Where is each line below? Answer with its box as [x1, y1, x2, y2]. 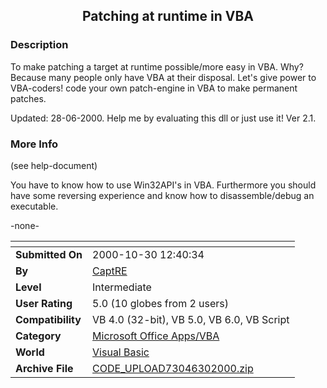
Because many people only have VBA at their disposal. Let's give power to [10, 71, 317, 83]
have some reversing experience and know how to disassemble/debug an [10, 189, 315, 201]
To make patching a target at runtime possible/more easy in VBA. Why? [10, 60, 304, 73]
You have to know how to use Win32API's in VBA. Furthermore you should [10, 179, 317, 191]
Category [15, 329, 62, 343]
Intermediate [92, 280, 152, 294]
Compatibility [15, 312, 82, 326]
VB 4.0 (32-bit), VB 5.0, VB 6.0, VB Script [92, 312, 290, 326]
